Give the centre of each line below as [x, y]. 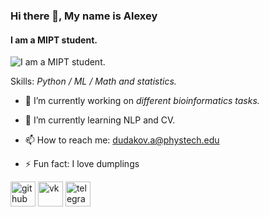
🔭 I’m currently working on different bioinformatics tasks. [142, 101]
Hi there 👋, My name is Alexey [84, 16]
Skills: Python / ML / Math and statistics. [93, 81]
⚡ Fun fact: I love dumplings [82, 164]
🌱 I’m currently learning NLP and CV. [100, 120]
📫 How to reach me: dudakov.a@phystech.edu [122, 140]
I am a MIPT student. [54, 40]
